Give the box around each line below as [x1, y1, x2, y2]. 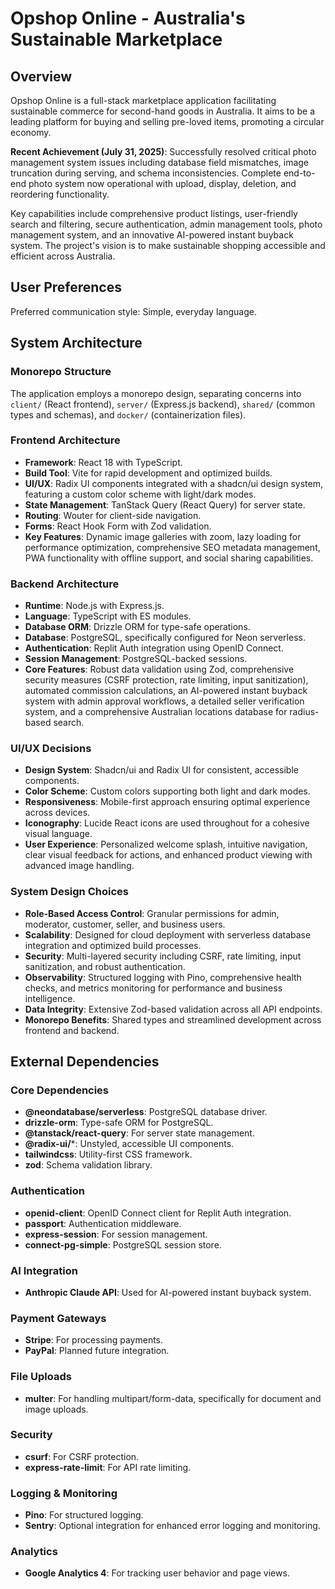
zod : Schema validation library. [24, 1159, 153, 1171]
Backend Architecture [10, 577, 120, 591]
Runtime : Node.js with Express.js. [24, 600, 165, 612]
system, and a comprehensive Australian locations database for [24, 706, 288, 718]
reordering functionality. [10, 188, 110, 200]
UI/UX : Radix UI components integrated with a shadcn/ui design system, [24, 477, 323, 489]
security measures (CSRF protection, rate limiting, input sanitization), [24, 674, 309, 686]
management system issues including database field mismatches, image [10, 157, 310, 168]
